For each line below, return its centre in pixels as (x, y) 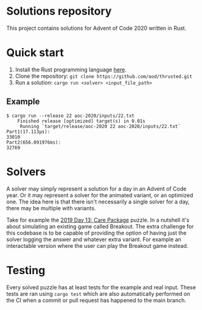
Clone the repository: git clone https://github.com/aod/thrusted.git (104, 76)
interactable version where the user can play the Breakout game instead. (97, 245)
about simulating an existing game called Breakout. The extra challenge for (100, 226)
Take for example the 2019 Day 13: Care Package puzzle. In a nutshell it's (98, 220)
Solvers (26, 171)
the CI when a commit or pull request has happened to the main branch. (96, 300)
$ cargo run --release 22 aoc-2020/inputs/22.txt (71, 116)
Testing (26, 270)
